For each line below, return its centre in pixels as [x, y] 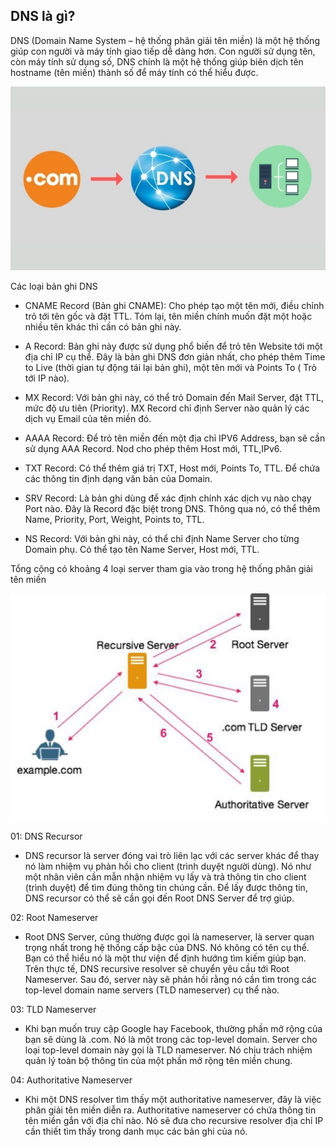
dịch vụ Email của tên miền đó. [88, 418]
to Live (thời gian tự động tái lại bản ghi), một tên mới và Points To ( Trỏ [170, 367]
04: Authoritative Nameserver [71, 1080]
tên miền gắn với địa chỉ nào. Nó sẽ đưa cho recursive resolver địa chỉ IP [174, 1121]
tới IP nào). [47, 378]
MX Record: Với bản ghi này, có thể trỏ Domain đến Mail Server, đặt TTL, [174, 397]
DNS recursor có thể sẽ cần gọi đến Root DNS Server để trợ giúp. [159, 898]
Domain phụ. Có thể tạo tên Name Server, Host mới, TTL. [142, 549]
